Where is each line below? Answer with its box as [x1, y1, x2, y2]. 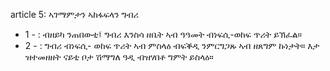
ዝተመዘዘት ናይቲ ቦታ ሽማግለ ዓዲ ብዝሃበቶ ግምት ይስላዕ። [24, 51, 214, 63]
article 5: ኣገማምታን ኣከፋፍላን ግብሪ [10, 9, 139, 20]
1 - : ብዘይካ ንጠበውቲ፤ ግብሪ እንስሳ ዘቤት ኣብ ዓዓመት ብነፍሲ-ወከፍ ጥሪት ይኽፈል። [24, 29, 303, 40]
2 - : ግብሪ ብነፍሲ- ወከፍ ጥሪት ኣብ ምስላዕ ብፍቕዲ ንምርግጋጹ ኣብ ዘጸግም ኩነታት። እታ [24, 40, 320, 51]
